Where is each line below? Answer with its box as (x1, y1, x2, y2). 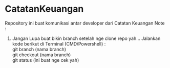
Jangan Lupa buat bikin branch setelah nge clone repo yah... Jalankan (12, 35, 161, 41)
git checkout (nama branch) (12, 52, 71, 58)
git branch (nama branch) (12, 46, 67, 52)
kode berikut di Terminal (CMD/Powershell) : (12, 40, 106, 47)
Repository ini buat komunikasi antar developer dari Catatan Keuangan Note (5, 20, 165, 26)
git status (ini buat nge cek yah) (12, 57, 79, 63)
